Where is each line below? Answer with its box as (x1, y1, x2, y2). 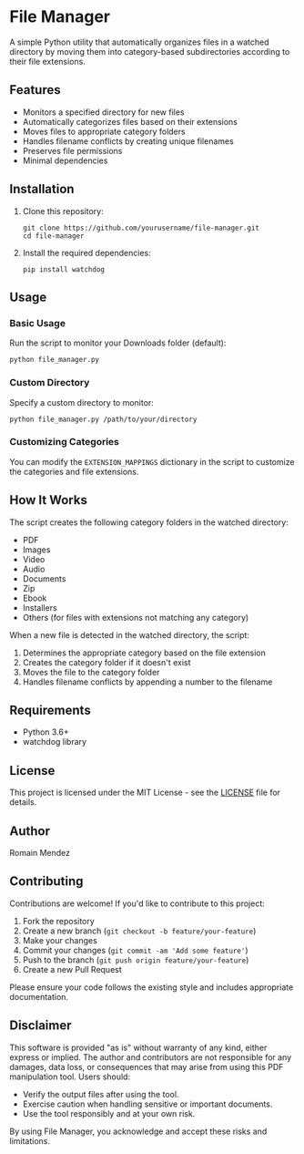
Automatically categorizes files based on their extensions (22, 116, 238, 127)
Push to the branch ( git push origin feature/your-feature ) (22, 954, 249, 965)
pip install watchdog (22, 264, 105, 274)
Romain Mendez (9, 848, 71, 859)
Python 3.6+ (22, 726, 70, 737)
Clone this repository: (22, 205, 104, 216)
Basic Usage (9, 316, 66, 329)
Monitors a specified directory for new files (22, 107, 185, 118)
